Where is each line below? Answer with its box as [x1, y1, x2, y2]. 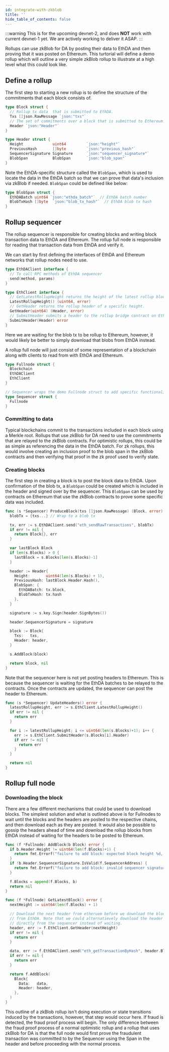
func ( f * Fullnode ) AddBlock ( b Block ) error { [5, 842, 105, 847]
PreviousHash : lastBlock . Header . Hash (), [14, 578, 100, 583]
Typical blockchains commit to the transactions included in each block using [5, 427, 163, 433]
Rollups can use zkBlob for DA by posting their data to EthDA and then [5, 46, 151, 52]
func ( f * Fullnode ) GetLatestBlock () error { [5, 898, 102, 903]
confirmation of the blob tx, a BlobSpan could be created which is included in [5, 483, 163, 489]
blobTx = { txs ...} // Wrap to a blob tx [10, 513, 96, 518]
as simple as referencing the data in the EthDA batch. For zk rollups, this [5, 443, 155, 449]
